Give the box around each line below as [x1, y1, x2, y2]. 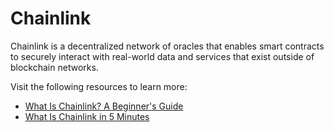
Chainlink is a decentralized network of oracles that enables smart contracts [10, 40, 325, 52]
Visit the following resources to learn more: [10, 80, 188, 92]
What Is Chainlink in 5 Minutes [24, 110, 150, 122]
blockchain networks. [10, 61, 99, 73]
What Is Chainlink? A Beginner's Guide [24, 100, 184, 112]
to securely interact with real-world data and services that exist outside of [10, 50, 315, 62]
